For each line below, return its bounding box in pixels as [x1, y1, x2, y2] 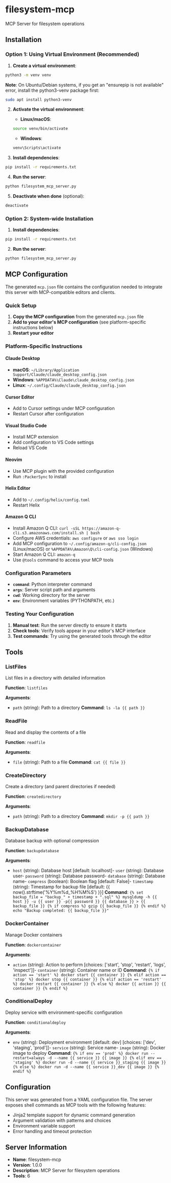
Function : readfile [5, 739, 45, 745]
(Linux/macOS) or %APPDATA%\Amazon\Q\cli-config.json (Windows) [12, 546, 153, 552]
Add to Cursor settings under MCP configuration [12, 405, 115, 411]
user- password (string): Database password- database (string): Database [12, 873, 165, 879]
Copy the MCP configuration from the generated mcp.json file [12, 313, 144, 319]
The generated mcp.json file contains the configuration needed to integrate [5, 284, 163, 290]
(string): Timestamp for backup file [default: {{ [12, 884, 110, 890]
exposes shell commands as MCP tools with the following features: [5, 1101, 146, 1108]
